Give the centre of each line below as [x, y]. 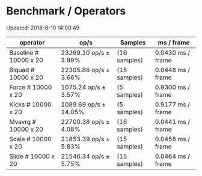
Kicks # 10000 [30, 105]
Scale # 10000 [31, 139]
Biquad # [22, 70]
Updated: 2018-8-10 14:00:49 [43, 28]
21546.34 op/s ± [85, 156]
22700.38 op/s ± [85, 121]
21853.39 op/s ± [85, 139]
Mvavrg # [23, 121]
